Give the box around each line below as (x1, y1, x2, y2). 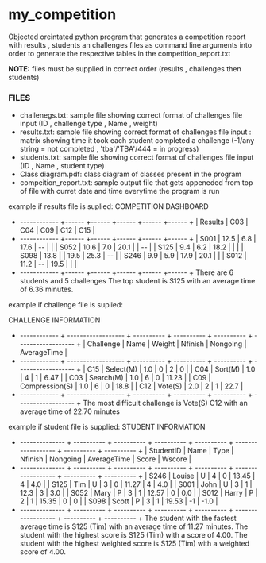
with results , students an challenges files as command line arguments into (8, 40, 253, 49)
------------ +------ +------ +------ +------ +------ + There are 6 (19, 268, 234, 277)
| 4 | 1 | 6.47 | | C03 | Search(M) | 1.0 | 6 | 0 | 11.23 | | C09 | (19, 373, 211, 383)
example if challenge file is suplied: (8, 300, 123, 310)
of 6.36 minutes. (19, 284, 74, 295)
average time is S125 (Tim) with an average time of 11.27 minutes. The (19, 522, 249, 531)
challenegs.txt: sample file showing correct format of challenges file (19, 110, 243, 120)
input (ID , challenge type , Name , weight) (19, 119, 159, 129)
